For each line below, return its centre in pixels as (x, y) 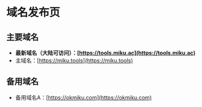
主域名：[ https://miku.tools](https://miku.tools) (74, 61)
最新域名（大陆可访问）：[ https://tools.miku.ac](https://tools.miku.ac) (105, 53)
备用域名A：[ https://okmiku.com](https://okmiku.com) (83, 97)
